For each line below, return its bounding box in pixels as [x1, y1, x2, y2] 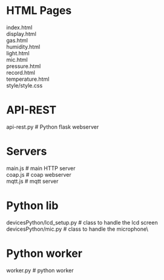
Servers [6, 145, 47, 159]
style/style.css [6, 81, 43, 89]
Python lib [6, 199, 59, 213]
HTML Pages [6, 4, 72, 18]
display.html [6, 30, 36, 37]
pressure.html [6, 62, 41, 70]
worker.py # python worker [6, 267, 74, 274]
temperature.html [6, 75, 50, 83]
